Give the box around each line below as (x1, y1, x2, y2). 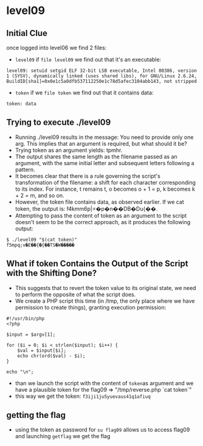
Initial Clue (6, 28, 47, 38)
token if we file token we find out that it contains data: (15, 89, 154, 96)
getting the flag (6, 410, 66, 420)
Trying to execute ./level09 (6, 117, 111, 128)
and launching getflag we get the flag (15, 433, 111, 440)
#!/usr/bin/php (6, 315, 45, 322)
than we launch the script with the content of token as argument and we (15, 379, 194, 387)
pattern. (15, 166, 35, 173)
